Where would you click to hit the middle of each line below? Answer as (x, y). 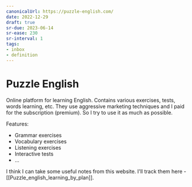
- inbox (16, 50)
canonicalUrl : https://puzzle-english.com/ (60, 11)
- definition (22, 55)
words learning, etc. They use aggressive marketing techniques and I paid (95, 106)
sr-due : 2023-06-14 (30, 28)
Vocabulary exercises (41, 141)
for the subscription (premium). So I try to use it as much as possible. (89, 112)
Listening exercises (38, 147)
